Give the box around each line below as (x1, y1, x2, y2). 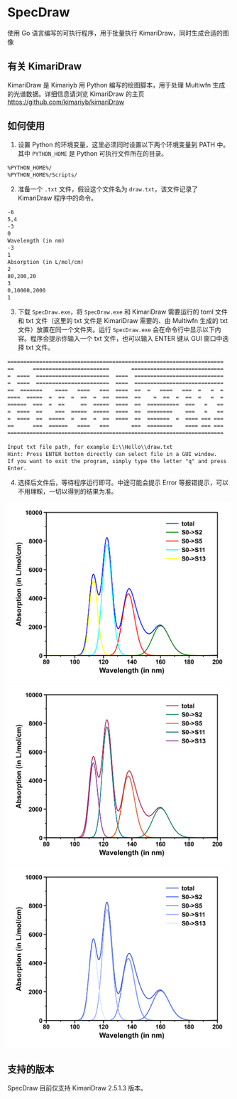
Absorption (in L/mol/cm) (7, 258, 84, 265)
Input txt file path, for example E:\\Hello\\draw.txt (7, 443, 173, 450)
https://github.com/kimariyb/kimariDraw (7, 97, 125, 106)
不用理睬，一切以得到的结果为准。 (17, 487, 118, 495)
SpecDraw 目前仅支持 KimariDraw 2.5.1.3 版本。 (7, 1083, 147, 1092)
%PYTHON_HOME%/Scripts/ (7, 171, 78, 179)
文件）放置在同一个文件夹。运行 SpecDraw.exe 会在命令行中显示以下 (17, 325, 215, 334)
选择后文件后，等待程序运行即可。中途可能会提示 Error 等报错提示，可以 (17, 478, 229, 487)
